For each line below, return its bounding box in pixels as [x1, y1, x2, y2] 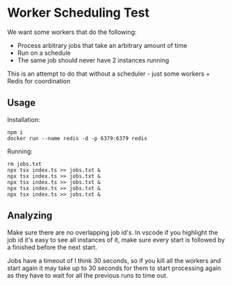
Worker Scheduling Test [7, 5, 150, 21]
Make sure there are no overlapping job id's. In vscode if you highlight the [7, 228, 219, 237]
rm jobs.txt [7, 160, 42, 167]
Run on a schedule [17, 49, 71, 57]
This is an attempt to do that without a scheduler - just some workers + [7, 69, 210, 78]
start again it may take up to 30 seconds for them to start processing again [7, 264, 221, 272]
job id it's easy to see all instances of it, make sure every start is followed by [7, 235, 225, 244]
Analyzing [7, 210, 53, 221]
